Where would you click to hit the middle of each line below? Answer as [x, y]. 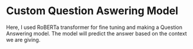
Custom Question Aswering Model [92, 11]
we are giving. [23, 40]
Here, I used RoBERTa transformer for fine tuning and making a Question [94, 27]
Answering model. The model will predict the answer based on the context [97, 33]
